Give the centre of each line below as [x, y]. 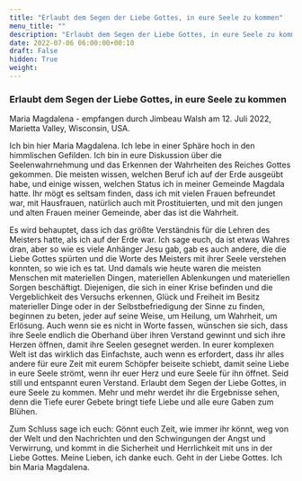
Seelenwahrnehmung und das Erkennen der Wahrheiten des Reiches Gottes [150, 165]
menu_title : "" [38, 26]
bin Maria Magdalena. [49, 468]
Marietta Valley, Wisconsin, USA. [70, 129]
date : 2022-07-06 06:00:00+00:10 [72, 43]
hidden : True [34, 59]
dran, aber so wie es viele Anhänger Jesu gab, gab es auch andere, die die [148, 249]
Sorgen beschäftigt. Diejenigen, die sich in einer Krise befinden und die [141, 288]
